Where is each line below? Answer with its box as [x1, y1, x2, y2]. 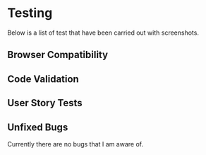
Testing [7, 5, 53, 21]
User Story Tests [7, 97, 83, 109]
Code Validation [7, 73, 79, 85]
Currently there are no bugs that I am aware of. [7, 139, 143, 148]
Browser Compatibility [7, 49, 108, 61]
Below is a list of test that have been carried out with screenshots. [7, 28, 200, 37]
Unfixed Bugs [7, 121, 68, 133]
